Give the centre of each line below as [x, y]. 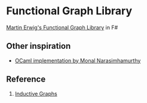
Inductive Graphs [36, 93]
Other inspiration [39, 46]
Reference [26, 79]
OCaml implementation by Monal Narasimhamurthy [78, 60]
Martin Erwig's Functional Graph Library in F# [62, 27]
